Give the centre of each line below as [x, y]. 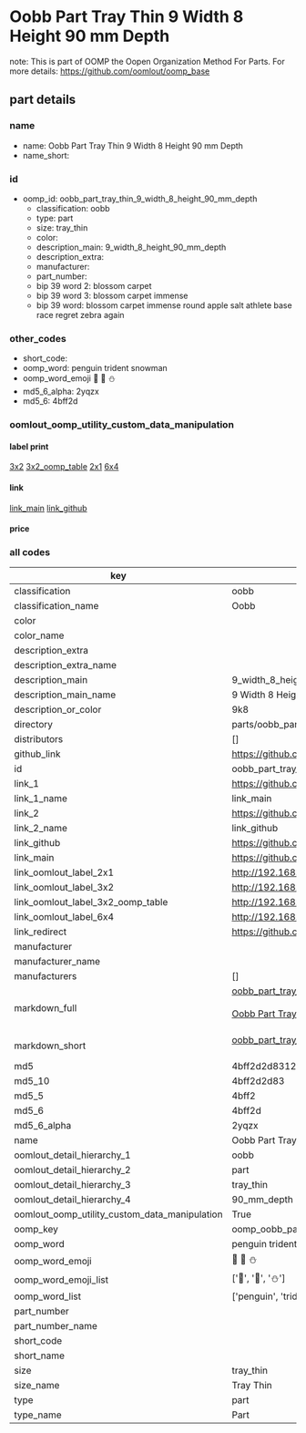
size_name [37, 1386]
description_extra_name [65, 665]
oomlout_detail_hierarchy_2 [72, 1170]
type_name [38, 1415]
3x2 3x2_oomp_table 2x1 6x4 [64, 467]
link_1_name [41, 799]
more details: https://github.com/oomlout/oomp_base [110, 71]
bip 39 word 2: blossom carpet [94, 285]
